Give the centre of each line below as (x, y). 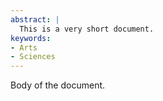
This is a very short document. (87, 29)
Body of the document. (58, 85)
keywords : (31, 38)
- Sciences (33, 57)
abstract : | (35, 19)
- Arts (24, 47)
